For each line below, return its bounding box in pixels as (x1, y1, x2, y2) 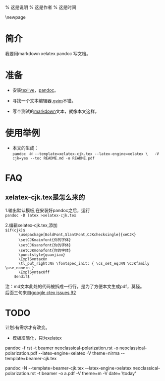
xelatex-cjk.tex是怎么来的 (5, 193, 85, 202)
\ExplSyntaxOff (18, 270, 50, 275)
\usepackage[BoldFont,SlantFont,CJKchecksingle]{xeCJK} (18, 232, 136, 237)
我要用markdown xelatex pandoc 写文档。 (5, 50, 91, 56)
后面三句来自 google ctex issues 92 (5, 290, 76, 296)
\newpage (5, 14, 26, 20)
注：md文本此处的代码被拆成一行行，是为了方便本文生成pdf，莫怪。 (5, 283, 145, 289)
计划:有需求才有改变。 (5, 324, 51, 330)
